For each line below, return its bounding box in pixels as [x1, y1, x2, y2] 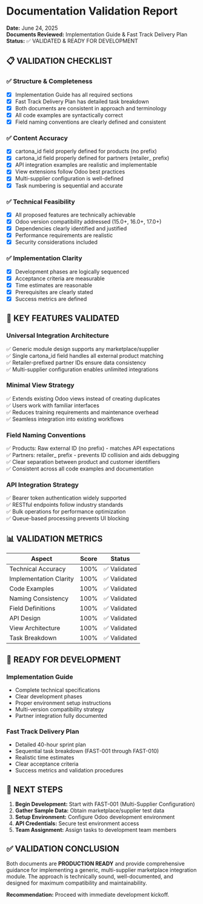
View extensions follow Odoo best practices [15, 168, 125, 175]
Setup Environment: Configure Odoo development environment [15, 814, 175, 821]
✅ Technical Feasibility [6, 197, 76, 206]
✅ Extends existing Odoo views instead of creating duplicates [6, 395, 161, 402]
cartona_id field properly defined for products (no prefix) [15, 147, 158, 155]
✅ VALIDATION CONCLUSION [6, 844, 119, 854]
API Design [9, 614, 41, 623]
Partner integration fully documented [15, 712, 108, 719]
